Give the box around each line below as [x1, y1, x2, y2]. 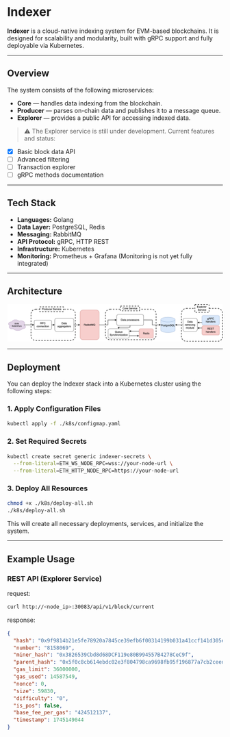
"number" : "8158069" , [13, 645, 75, 651]
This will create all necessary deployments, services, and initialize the [7, 520, 204, 528]
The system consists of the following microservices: [7, 86, 154, 94]
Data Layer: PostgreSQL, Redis [16, 223, 105, 231]
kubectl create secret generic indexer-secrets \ [7, 453, 152, 460]
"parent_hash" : [13, 659, 57, 666]
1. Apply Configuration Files [7, 403, 101, 413]
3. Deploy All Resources [7, 484, 88, 493]
